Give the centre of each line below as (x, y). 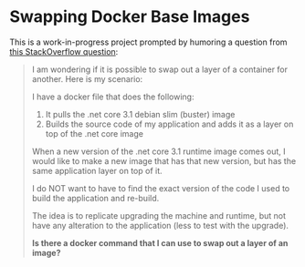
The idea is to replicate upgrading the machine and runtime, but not (158, 215)
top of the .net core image (95, 133)
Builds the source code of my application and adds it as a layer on (169, 124)
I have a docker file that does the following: (113, 97)
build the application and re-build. (95, 198)
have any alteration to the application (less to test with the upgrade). (160, 225)
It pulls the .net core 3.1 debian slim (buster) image (140, 114)
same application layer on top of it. (97, 170)
